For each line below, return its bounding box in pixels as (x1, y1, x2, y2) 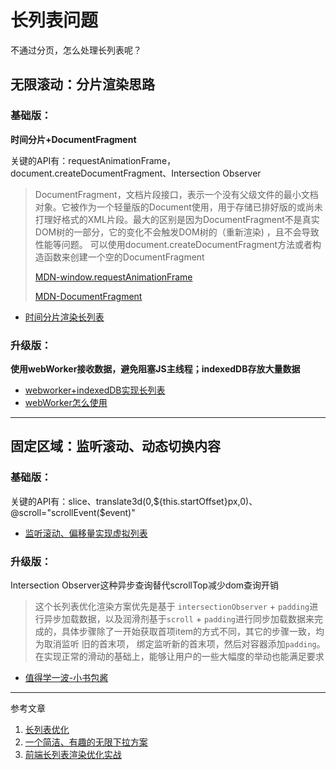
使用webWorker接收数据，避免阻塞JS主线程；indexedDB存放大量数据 (10, 362, 301, 375)
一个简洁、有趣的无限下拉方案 (24, 736, 148, 748)
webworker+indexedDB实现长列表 (24, 384, 166, 396)
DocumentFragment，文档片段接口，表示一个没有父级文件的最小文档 (34, 188, 319, 200)
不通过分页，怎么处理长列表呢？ (10, 44, 142, 56)
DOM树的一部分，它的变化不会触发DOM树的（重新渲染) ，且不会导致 (34, 226, 320, 238)
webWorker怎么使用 (24, 396, 108, 408)
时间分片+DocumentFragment (10, 133, 137, 145)
